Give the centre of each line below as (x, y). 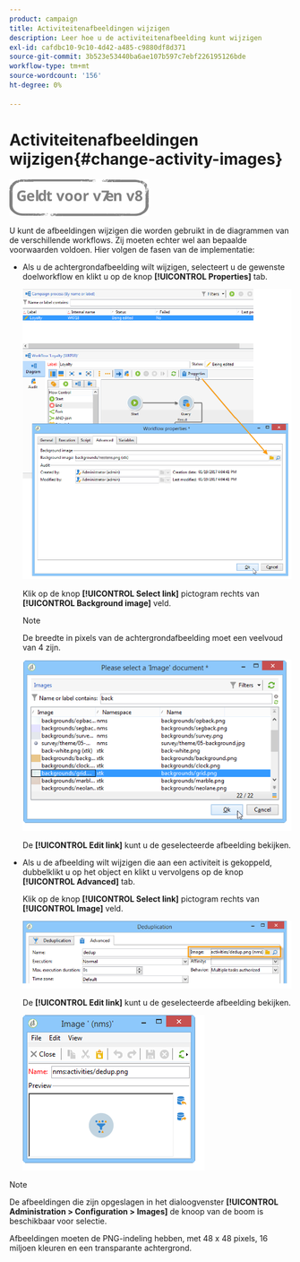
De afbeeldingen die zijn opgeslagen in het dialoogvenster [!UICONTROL (144, 1202)
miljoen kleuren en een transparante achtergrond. (101, 1248)
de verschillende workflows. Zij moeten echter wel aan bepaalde (129, 240)
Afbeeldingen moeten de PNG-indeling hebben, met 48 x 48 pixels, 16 (139, 1238)
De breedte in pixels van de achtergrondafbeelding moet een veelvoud (153, 638)
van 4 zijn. (41, 648)
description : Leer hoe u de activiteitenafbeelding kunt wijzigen (136, 38)
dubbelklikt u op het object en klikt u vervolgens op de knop (133, 872)
